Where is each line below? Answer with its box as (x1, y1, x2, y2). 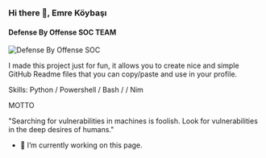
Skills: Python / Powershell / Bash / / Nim (8, 85, 143, 95)
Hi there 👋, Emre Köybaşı (8, 7, 107, 19)
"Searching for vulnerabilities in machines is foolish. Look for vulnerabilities (8, 116, 258, 126)
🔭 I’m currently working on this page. (19, 140, 143, 150)
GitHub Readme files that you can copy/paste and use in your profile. (8, 69, 238, 79)
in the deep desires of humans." (8, 125, 114, 135)
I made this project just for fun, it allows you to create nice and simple (8, 60, 239, 71)
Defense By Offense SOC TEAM (8, 27, 117, 37)
